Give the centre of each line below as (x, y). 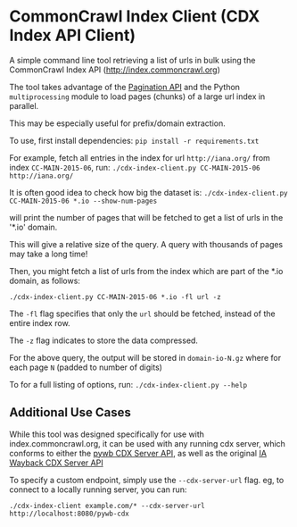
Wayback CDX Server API (57, 463)
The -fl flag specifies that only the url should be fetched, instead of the (142, 314)
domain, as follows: (45, 280)
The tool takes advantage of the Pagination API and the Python (125, 87)
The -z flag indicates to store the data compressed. (104, 340)
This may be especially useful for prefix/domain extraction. (117, 123)
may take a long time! (49, 254)
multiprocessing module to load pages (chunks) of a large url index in (137, 96)
